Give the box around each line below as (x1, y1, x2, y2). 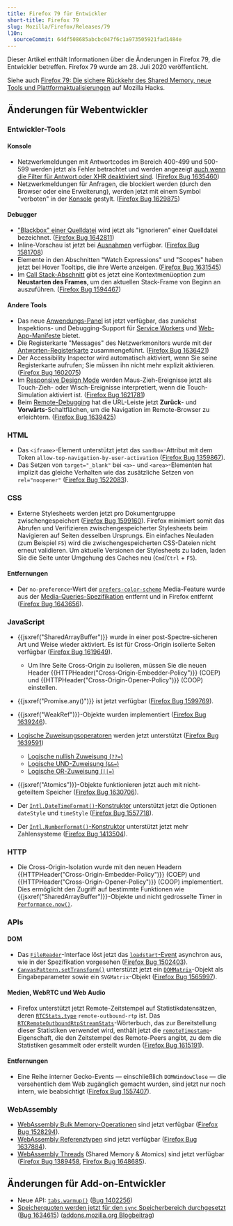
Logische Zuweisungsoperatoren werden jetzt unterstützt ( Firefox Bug (17, 731, 219, 740)
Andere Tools (7, 301, 47, 309)
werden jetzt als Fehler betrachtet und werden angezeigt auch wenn (30, 164, 226, 173)
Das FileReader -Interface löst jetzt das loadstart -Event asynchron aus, (17, 950, 223, 958)
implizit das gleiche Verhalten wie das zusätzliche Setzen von (17, 468, 194, 477)
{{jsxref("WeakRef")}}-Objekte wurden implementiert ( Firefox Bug (17, 710, 207, 719)
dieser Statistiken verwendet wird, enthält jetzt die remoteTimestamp (17, 1026, 210, 1034)
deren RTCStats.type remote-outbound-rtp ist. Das (17, 1011, 161, 1020)
